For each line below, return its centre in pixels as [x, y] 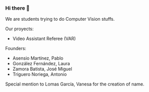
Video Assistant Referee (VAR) [44, 39]
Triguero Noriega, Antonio [40, 74]
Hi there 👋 [18, 8]
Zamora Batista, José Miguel [42, 69]
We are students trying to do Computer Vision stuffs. [60, 19]
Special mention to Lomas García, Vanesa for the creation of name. [75, 84]
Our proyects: [19, 29]
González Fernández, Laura [41, 64]
